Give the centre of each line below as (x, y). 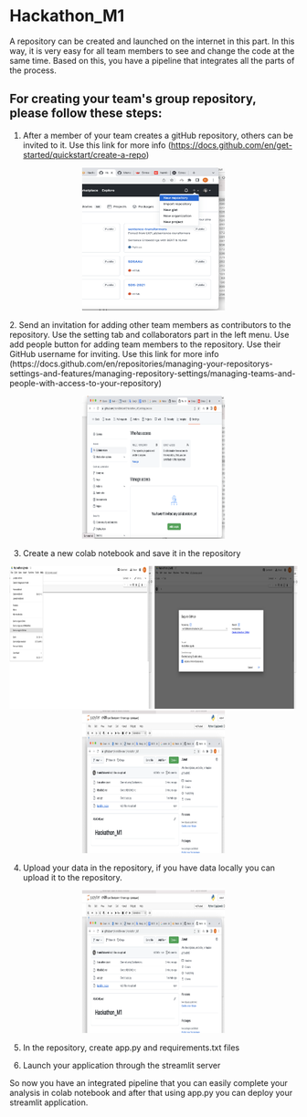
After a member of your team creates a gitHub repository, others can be (158, 135)
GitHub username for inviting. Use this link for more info (114, 353)
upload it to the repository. (73, 877)
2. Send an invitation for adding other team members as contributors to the (150, 324)
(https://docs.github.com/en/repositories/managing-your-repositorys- (142, 364)
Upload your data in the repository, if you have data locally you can (149, 868)
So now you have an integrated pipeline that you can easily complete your (148, 1082)
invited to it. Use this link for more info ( (97, 145)
